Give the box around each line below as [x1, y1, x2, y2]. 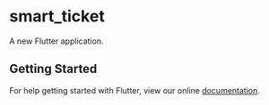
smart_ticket [9, 6, 105, 27]
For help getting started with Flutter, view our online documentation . [9, 85, 260, 95]
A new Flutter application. [9, 36, 104, 46]
